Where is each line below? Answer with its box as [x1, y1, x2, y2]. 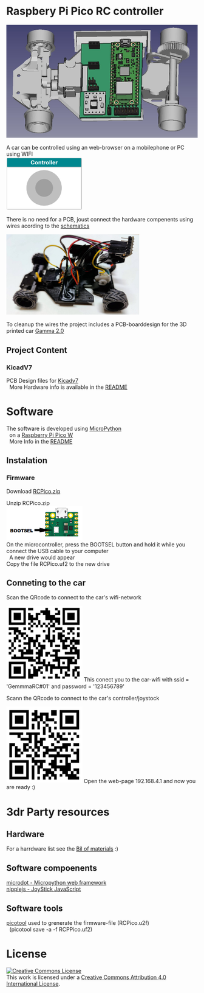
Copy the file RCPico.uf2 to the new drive [6, 560, 110, 567]
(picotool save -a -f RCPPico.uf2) [8, 926, 93, 933]
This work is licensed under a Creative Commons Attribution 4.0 [6, 974, 167, 981]
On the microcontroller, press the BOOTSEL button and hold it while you [6, 540, 186, 548]
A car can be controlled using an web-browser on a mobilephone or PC [6, 144, 185, 152]
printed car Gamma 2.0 [6, 327, 64, 335]
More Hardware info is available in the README [8, 383, 127, 391]
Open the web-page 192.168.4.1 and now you [83, 777, 196, 784]
